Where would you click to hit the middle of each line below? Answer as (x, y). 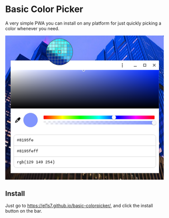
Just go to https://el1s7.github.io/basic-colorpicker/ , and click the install (79, 206)
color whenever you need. (32, 28)
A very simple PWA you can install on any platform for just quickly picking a (83, 23)
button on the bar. (24, 211)
